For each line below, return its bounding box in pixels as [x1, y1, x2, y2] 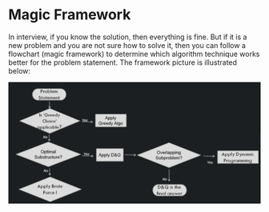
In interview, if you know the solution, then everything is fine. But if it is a [8, 32, 247, 42]
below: [8, 66, 30, 75]
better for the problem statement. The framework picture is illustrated [8, 58, 238, 67]
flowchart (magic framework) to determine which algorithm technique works [8, 49, 260, 58]
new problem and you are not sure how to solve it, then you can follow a [8, 40, 247, 50]
